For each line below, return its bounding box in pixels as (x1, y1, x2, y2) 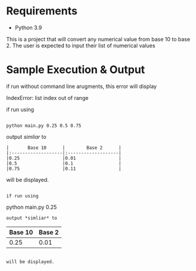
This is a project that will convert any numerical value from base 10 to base (6, 35, 191, 42)
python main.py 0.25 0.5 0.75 (6, 123, 82, 129)
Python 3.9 (14, 24, 42, 31)
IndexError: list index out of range (6, 94, 88, 101)
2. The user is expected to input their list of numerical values (6, 42, 155, 49)
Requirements (6, 4, 78, 18)
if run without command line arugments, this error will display (6, 83, 157, 90)
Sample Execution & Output (6, 63, 145, 77)
